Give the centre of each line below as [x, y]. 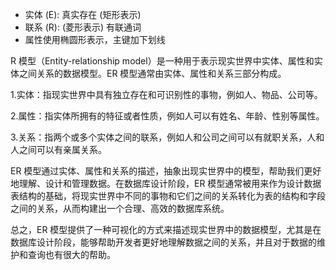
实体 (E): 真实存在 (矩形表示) [83, 14]
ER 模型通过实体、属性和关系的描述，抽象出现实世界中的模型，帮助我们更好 [166, 171]
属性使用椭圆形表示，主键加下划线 [95, 39]
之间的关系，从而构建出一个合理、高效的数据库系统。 [120, 208]
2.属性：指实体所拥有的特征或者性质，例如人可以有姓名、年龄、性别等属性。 [167, 116]
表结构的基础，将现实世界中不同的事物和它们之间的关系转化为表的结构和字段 [168, 196]
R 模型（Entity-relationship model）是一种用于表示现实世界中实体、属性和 [162, 61]
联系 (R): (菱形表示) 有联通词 [83, 27]
